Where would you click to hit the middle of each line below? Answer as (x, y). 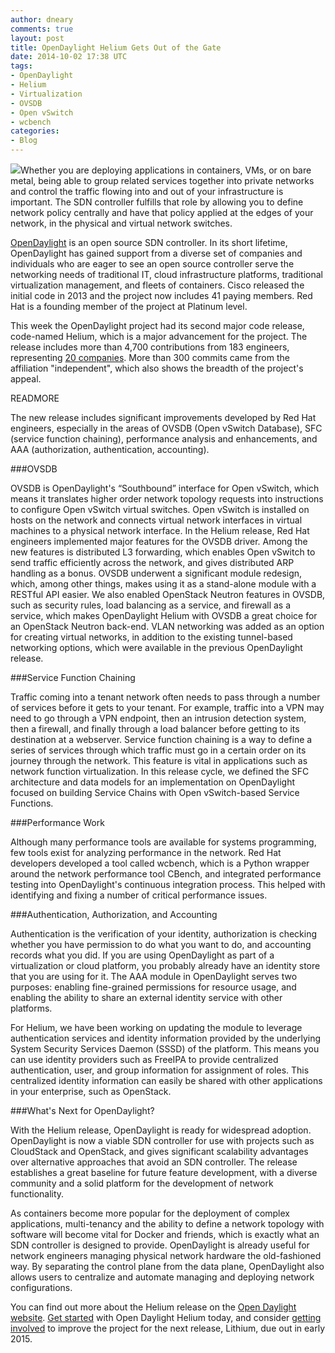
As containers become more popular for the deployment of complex (150, 1213)
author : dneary (42, 19)
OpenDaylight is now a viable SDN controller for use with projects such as (162, 1140)
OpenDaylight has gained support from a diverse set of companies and (156, 253)
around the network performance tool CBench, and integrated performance (166, 874)
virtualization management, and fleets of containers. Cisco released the (157, 285)
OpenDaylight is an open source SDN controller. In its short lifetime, (149, 242)
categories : (35, 131)
